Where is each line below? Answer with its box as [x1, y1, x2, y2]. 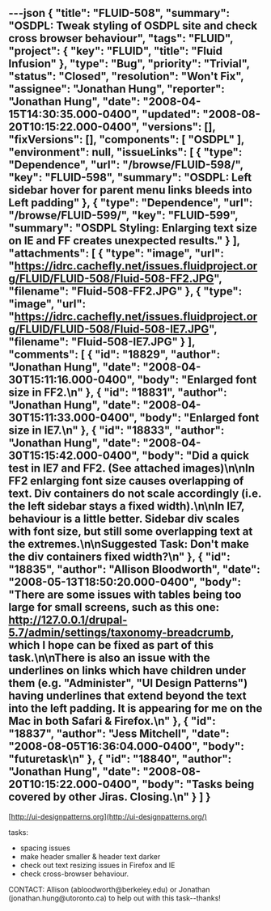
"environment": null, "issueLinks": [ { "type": [8, 146, 243, 159]
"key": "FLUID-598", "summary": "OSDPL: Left [8, 171, 252, 184]
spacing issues [19, 843, 70, 853]
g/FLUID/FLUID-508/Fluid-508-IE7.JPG [8, 323, 210, 337]
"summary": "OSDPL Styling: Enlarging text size [8, 222, 257, 235]
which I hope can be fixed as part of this [8, 638, 214, 652]
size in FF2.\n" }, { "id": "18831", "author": [8, 386, 227, 400]
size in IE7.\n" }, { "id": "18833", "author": [8, 424, 225, 438]
